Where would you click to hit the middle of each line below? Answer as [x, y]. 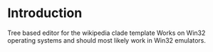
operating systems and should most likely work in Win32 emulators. [107, 40]
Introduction [45, 13]
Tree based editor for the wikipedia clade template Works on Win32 [106, 33]
